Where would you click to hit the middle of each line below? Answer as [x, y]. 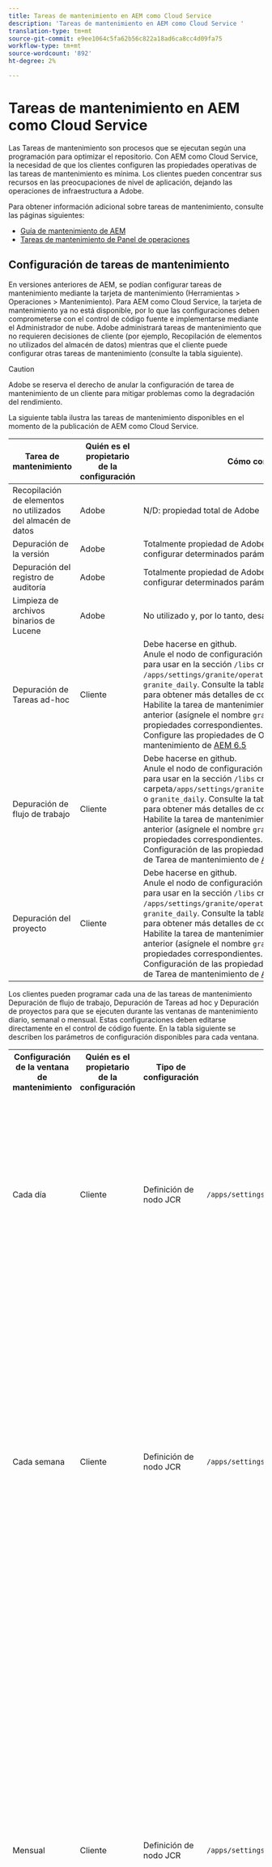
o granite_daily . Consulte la [197, 798]
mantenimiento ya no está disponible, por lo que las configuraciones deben [134, 310]
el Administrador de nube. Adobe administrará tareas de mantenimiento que [135, 327]
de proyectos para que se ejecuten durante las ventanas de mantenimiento [133, 1011]
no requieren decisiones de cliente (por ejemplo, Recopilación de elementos [135, 336]
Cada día [30, 1194]
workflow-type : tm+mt [45, 46]
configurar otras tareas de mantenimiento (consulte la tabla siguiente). [126, 353]
